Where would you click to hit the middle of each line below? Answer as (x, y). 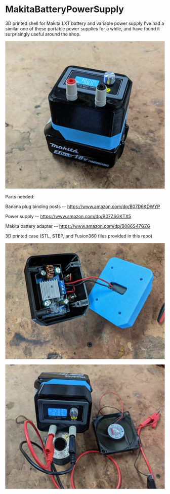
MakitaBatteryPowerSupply (65, 9)
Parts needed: (20, 197)
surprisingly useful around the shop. (43, 34)
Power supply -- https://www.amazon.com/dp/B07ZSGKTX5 (68, 217)
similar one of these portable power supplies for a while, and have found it (83, 28)
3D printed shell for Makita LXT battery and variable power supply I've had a (85, 23)
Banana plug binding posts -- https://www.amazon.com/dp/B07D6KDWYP (83, 207)
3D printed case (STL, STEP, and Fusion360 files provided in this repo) (79, 236)
